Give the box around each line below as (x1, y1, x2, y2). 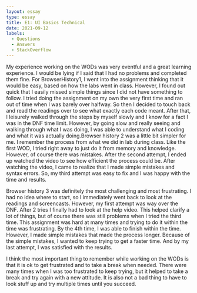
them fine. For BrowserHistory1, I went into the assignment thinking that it (6, 75, 184, 83)
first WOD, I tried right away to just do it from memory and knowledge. (6, 144, 176, 152)
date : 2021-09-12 (6, 25, 49, 31)
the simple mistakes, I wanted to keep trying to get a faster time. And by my (6, 237, 189, 245)
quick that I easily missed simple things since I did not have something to (6, 88, 183, 95)
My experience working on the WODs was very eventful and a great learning (6, 63, 192, 70)
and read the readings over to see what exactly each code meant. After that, (6, 107, 191, 114)
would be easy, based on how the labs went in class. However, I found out (6, 82, 186, 89)
